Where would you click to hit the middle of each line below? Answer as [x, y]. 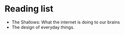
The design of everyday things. [43, 27]
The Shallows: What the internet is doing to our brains [66, 22]
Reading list [29, 9]
